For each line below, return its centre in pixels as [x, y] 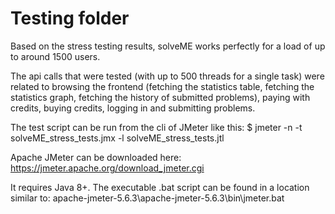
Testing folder [70, 18]
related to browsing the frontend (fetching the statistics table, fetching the [162, 86]
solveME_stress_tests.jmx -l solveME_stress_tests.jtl [117, 138]
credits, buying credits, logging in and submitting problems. [133, 108]
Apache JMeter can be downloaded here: [96, 157]
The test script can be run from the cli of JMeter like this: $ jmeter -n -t [156, 127]
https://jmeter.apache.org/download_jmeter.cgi [107, 168]
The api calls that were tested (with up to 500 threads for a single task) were [167, 76]
